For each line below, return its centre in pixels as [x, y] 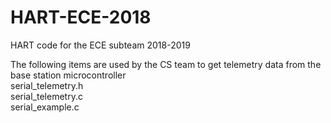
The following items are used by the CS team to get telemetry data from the [166, 64]
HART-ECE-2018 [81, 17]
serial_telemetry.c [46, 96]
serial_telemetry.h [47, 85]
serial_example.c [45, 107]
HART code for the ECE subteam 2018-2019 [100, 45]
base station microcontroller [68, 75]
